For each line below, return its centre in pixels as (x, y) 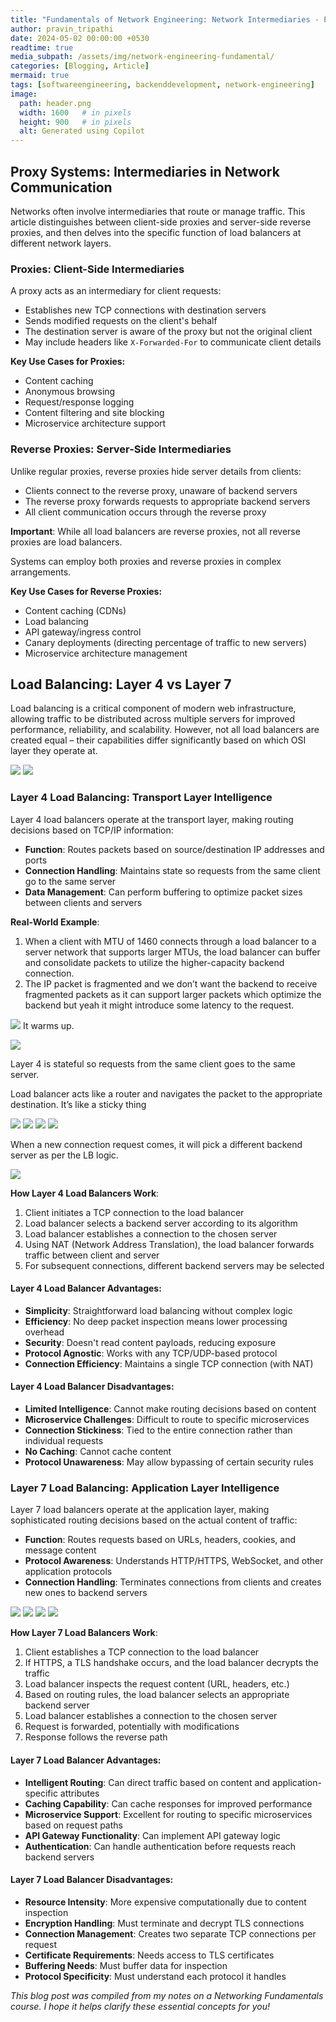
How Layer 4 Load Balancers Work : (85, 1193)
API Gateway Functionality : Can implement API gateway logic (153, 1835)
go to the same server (70, 881)
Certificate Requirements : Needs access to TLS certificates (149, 1955)
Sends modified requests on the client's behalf (121, 321)
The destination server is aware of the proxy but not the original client (168, 332)
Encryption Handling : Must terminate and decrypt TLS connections (164, 1923)
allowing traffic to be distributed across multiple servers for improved (153, 719)
